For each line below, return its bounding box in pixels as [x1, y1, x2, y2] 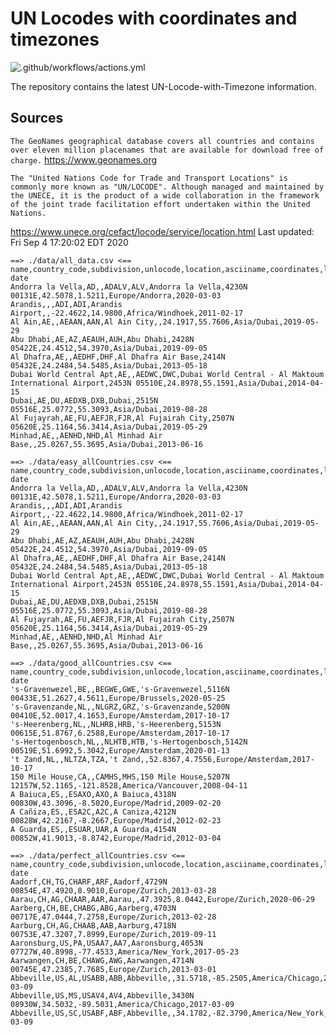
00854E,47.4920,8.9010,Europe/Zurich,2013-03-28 [10, 885, 217, 896]
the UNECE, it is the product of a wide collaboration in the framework [10, 190, 320, 201]
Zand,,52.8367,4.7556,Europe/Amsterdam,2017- [121, 754, 315, 764]
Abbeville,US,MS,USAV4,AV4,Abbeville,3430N [10, 990, 195, 1001]
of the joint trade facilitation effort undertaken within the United [10, 199, 311, 209]
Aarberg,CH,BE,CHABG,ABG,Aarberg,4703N [10, 903, 177, 913]
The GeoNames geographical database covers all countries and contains [10, 136, 315, 146]
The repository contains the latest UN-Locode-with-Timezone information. [10, 80, 317, 92]
